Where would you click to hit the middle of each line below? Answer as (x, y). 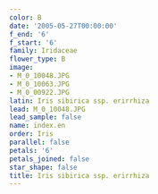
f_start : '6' (33, 42)
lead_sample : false (46, 117)
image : (21, 68)
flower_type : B (37, 59)
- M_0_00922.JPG (39, 92)
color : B (25, 17)
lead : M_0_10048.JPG (48, 109)
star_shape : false (43, 167)
